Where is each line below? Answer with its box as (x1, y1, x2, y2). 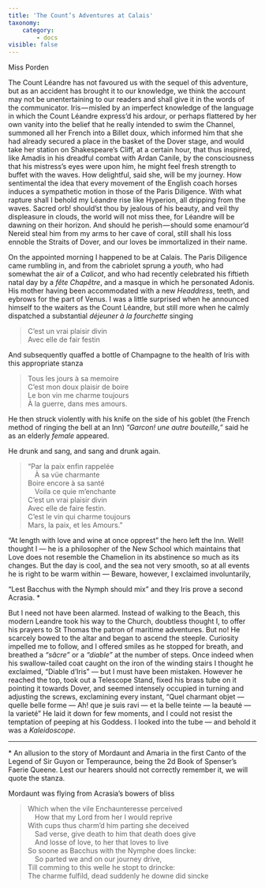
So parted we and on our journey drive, (34, 854, 162, 864)
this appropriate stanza (8, 358, 84, 368)
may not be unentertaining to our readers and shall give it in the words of (8, 95, 245, 104)
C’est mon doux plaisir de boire (27, 382, 129, 392)
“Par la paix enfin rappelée (27, 462, 114, 471)
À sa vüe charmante (34, 470, 100, 480)
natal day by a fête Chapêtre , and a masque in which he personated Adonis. (8, 278, 255, 287)
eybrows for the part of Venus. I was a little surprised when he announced (8, 294, 249, 304)
